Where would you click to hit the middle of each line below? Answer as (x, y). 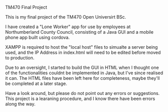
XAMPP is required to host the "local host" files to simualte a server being (81, 47)
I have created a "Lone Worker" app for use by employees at (68, 27)
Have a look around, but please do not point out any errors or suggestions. (82, 93)
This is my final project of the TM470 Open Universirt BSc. (66, 17)
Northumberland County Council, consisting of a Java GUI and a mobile (79, 32)
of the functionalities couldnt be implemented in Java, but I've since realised (84, 73)
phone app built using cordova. (37, 37)
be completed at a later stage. (36, 83)
